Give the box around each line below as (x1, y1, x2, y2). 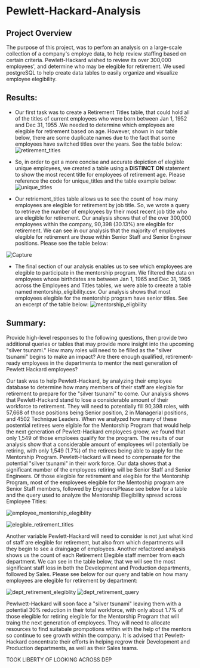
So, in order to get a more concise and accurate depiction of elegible (14, 158, 184, 165)
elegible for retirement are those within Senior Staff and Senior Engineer (14, 233, 192, 240)
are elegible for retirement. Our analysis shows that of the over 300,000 (14, 214, 192, 221)
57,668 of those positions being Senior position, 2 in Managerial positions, (6, 409, 189, 416)
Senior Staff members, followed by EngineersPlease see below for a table (6, 485, 187, 492)
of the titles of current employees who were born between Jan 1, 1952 (14, 115, 187, 122)
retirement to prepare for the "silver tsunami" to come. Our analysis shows (6, 390, 189, 397)
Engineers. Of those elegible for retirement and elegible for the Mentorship (6, 472, 190, 479)
